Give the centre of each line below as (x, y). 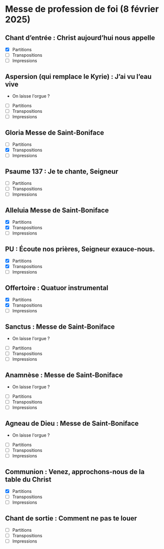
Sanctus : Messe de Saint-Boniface (60, 326)
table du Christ (28, 479)
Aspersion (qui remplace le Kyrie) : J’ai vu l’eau (78, 77)
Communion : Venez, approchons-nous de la (75, 472)
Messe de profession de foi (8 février (82, 9)
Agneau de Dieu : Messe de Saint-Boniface (72, 423)
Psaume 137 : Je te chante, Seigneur (62, 171)
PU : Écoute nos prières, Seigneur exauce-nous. (80, 249)
